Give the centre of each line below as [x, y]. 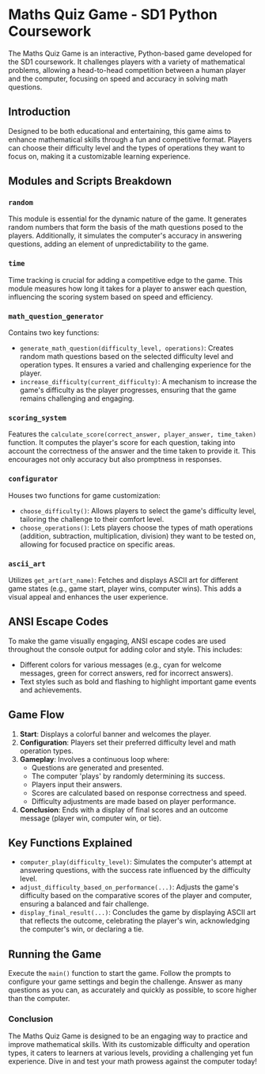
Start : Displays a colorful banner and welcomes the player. [115, 733]
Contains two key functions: [54, 333]
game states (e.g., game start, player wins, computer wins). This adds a [125, 588]
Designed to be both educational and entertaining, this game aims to [120, 131]
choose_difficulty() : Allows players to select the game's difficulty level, [138, 510]
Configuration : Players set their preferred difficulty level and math [127, 742]
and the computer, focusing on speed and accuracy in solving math [118, 78]
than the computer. [39, 999]
